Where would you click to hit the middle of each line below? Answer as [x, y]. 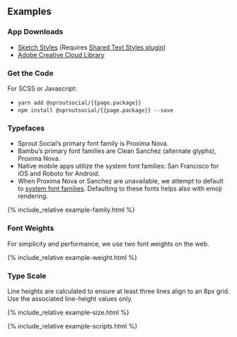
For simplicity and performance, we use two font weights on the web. [109, 244]
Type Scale [27, 275]
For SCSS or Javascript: [42, 88]
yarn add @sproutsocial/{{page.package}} [79, 103]
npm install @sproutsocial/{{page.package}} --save [95, 110]
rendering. [33, 196]
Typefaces [26, 128]
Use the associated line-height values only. [70, 298]
